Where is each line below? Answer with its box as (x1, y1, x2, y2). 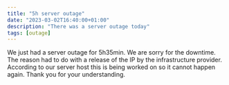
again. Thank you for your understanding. (7, 70, 126, 79)
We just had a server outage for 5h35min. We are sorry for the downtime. (7, 48, 216, 57)
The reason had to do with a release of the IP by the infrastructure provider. (7, 56, 223, 64)
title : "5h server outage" (7, 10, 85, 17)
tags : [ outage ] (7, 29, 51, 37)
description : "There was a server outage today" (7, 23, 150, 30)
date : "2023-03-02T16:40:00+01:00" (7, 17, 110, 23)
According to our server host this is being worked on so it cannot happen (7, 63, 216, 71)
